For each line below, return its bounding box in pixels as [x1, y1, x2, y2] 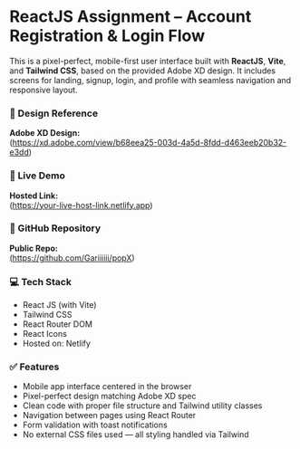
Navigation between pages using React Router [22, 410, 197, 421]
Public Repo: [9, 243, 59, 253]
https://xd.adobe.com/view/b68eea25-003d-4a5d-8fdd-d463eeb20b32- [12, 138, 287, 148]
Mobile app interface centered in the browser [22, 381, 192, 392]
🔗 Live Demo [9, 169, 65, 182]
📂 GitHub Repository [9, 222, 102, 234]
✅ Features [9, 360, 60, 373]
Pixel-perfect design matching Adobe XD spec [22, 391, 197, 402]
